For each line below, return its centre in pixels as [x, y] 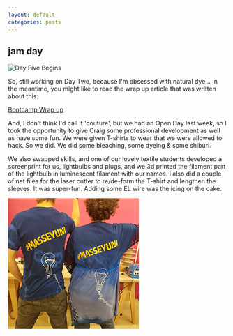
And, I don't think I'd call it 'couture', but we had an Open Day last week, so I [118, 123]
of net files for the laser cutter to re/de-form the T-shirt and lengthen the [112, 181]
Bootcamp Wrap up [36, 110]
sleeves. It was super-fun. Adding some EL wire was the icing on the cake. [115, 189]
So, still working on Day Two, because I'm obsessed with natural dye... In [113, 82]
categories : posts [35, 22]
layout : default [31, 15]
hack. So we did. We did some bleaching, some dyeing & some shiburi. [110, 146]
